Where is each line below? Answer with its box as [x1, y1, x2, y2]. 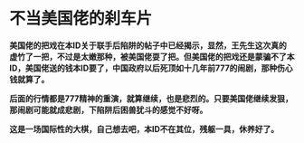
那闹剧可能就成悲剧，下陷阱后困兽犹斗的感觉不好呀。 [9, 104, 208, 115]
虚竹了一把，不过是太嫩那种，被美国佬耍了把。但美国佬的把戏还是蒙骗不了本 [9, 51, 295, 62]
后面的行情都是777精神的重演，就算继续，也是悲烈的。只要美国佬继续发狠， [9, 92, 293, 104]
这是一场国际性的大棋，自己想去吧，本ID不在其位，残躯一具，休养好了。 [9, 123, 280, 134]
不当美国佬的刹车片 [9, 8, 153, 29]
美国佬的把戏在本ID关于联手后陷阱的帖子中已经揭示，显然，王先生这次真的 [9, 40, 288, 51]
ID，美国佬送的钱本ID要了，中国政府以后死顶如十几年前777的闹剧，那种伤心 [9, 62, 294, 73]
